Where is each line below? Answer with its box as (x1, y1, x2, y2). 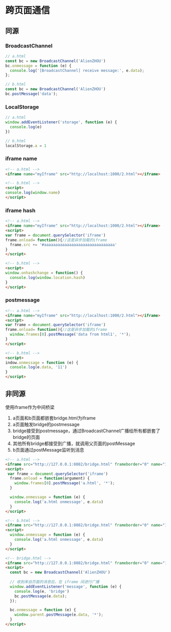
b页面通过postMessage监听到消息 (12, 446, 84, 453)
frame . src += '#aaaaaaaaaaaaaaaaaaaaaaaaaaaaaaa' (10, 242, 117, 247)
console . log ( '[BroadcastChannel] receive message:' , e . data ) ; (10, 68, 145, 73)
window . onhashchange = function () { (5, 271, 83, 276)
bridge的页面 (12, 434, 40, 440)
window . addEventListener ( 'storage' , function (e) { (5, 120, 117, 125)
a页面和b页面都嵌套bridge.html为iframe (12, 415, 96, 421)
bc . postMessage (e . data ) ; (14, 593, 67, 599)
